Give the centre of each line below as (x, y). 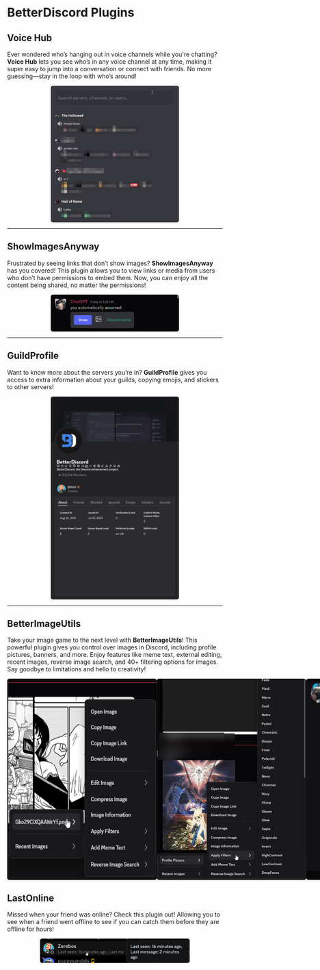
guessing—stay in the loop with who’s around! (72, 76)
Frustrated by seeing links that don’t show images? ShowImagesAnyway (110, 263)
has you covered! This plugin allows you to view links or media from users (111, 270)
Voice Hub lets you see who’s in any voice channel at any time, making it (109, 62)
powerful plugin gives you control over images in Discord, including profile (112, 647)
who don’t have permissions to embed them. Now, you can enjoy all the (108, 277)
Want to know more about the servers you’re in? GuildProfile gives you (107, 372)
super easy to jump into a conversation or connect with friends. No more (109, 69)
